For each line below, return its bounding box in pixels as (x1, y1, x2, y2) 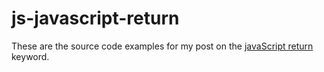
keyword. (11, 50, 50, 62)
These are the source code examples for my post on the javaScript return (11, 40, 314, 52)
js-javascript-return (11, 7, 180, 30)
